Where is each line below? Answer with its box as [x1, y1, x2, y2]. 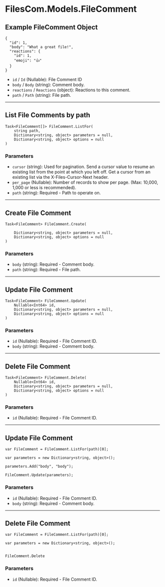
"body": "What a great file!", [9, 45, 74, 50]
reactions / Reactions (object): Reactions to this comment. [12, 87, 131, 93]
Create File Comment [5, 209, 71, 217]
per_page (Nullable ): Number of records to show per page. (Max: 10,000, [12, 179, 159, 185]
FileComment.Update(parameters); [5, 473, 74, 477]
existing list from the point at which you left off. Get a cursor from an [12, 169, 151, 175]
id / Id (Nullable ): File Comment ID [12, 77, 82, 82]
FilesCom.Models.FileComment [5, 3, 137, 15]
